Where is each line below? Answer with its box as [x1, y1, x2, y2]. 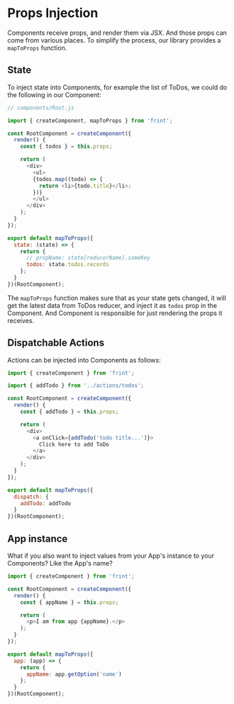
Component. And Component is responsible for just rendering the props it [7, 309, 223, 317]
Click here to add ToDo [38, 441, 110, 448]
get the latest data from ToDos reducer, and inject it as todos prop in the [7, 301, 218, 309]
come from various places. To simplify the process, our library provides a [7, 35, 221, 44]
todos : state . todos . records [26, 261, 110, 268]
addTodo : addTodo [20, 500, 72, 507]
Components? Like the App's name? [7, 559, 113, 567]
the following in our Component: [7, 90, 101, 99]
